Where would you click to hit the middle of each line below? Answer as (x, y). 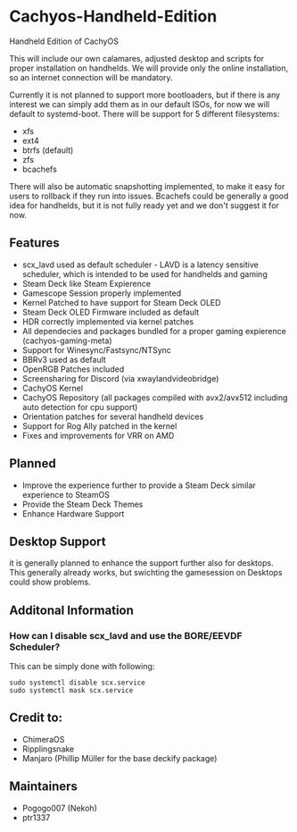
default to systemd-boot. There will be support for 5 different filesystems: (144, 113)
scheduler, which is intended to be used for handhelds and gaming (144, 273)
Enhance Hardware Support (73, 513)
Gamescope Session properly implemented (102, 293)
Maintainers (44, 787)
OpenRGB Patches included (73, 369)
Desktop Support (58, 541)
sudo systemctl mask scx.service (71, 691)
